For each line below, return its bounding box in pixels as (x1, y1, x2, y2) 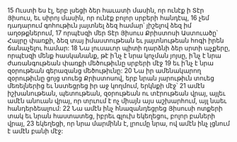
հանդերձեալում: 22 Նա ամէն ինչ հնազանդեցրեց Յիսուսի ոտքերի (7, 104, 223, 112)
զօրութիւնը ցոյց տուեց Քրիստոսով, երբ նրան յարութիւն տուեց (7, 74, 214, 82)
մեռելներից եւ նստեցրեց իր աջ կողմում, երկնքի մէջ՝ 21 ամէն (7, 82, 205, 89)
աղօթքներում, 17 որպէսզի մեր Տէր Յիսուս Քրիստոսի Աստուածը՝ (7, 28, 218, 37)
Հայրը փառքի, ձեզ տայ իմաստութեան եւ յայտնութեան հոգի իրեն (7, 36, 224, 45)
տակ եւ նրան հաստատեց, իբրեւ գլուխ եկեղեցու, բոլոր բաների (7, 111, 216, 120)
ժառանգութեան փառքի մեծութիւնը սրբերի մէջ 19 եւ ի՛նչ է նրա (7, 59, 214, 67)
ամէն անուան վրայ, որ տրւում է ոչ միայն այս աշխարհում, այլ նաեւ (7, 97, 227, 105)
